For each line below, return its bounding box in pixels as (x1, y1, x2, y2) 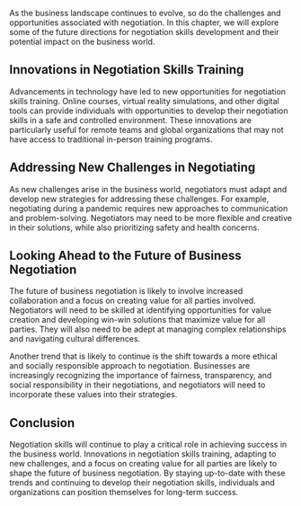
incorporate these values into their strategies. (9, 389, 178, 400)
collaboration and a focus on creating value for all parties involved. (9, 296, 256, 306)
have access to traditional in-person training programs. (9, 134, 213, 145)
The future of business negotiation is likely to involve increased (9, 286, 243, 297)
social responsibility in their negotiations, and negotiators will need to (9, 379, 266, 390)
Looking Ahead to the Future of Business (9, 248, 243, 263)
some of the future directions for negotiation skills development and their (9, 27, 280, 37)
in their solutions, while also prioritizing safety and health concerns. (9, 222, 261, 233)
